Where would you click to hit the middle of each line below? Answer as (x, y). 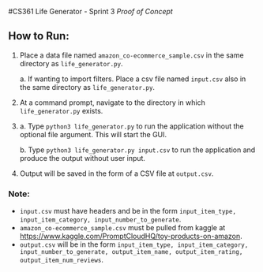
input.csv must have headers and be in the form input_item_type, (128, 211)
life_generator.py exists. (61, 110)
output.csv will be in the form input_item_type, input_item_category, (134, 244)
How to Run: (39, 36)
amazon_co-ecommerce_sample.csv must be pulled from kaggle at (122, 228)
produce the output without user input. (83, 158)
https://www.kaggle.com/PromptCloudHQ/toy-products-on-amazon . (131, 237)
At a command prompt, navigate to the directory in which (112, 102)
